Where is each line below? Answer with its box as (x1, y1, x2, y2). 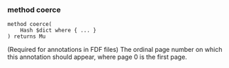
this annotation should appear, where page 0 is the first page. (7, 53, 188, 61)
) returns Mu (7, 33, 46, 40)
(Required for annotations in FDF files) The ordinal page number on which (7, 46, 223, 54)
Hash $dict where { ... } (20, 27, 97, 34)
